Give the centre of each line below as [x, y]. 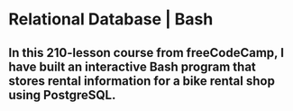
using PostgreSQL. [62, 95]
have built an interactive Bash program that [132, 66]
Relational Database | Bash [111, 19]
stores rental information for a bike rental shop [142, 81]
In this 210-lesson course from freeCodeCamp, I [146, 53]
